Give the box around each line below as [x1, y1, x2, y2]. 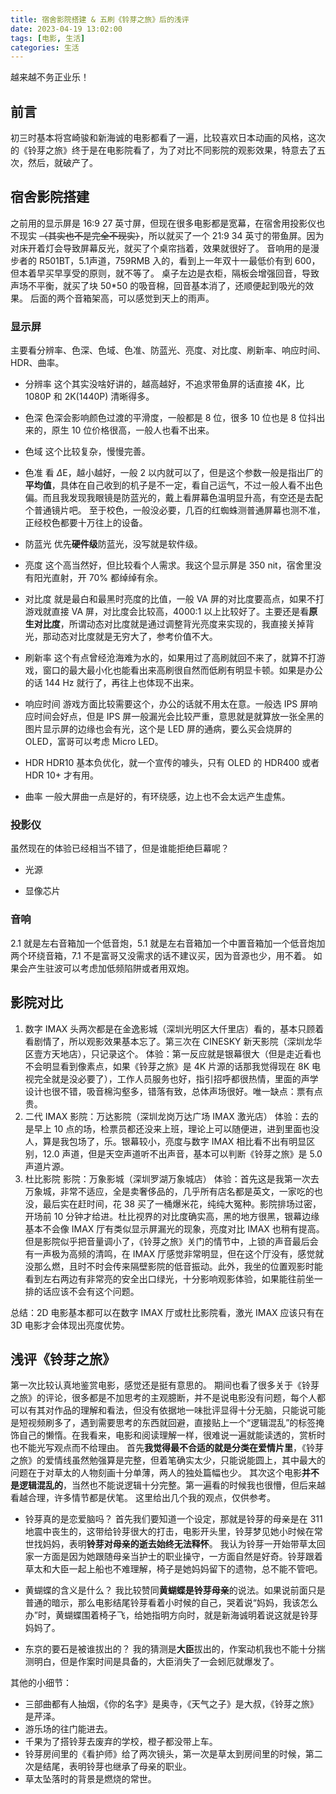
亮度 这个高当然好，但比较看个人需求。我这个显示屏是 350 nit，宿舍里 [24, 559, 313, 571]
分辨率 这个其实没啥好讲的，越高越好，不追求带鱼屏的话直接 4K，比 [24, 378, 305, 390]
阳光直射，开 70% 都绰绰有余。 [33, 572, 163, 584]
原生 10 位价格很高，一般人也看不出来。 [51, 424, 215, 436]
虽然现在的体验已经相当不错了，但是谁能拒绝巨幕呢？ [10, 842, 230, 855]
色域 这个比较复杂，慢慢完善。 [24, 446, 151, 458]
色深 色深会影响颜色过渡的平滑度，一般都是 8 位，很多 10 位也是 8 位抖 [24, 412, 317, 424]
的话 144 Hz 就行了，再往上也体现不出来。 [24, 677, 200, 689]
